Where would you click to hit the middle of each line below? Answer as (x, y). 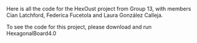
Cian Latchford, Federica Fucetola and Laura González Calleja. (85, 15)
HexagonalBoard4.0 (31, 33)
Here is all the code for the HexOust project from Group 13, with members (99, 9)
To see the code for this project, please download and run (79, 27)
